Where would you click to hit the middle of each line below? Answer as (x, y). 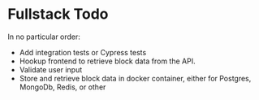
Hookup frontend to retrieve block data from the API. (107, 61)
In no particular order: (44, 37)
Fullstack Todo (58, 14)
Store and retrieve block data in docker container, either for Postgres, (135, 78)
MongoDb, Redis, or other (63, 87)
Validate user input (51, 69)
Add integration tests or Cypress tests (83, 52)
